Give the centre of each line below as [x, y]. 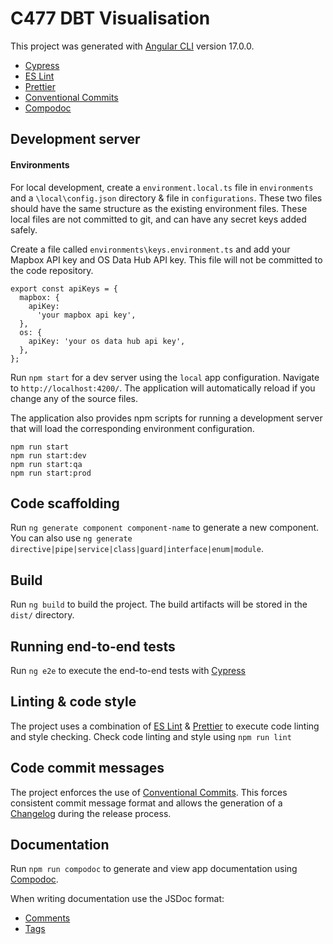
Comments [47, 918]
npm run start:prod [51, 473]
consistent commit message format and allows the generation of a [146, 803]
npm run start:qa [46, 464]
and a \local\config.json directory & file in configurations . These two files [166, 198]
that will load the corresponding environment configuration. [132, 428]
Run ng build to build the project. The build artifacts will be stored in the [159, 604]
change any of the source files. [74, 398]
